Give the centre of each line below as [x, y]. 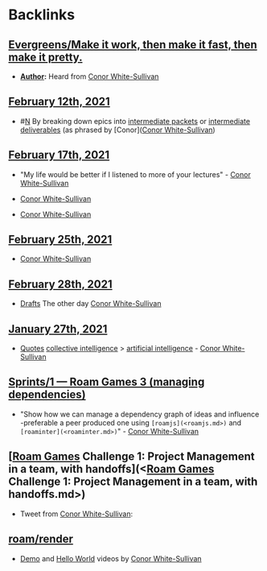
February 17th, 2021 [59, 155]
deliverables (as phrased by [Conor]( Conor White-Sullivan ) [117, 130]
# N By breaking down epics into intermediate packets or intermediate [135, 121]
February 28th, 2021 [60, 284]
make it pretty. [45, 57]
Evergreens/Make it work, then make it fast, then [133, 45]
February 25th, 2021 [60, 240]
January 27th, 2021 [58, 329]
